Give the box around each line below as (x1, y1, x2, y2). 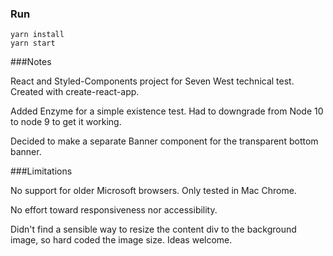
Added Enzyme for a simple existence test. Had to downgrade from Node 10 (10, 105, 324, 117)
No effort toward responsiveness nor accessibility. (10, 204, 218, 216)
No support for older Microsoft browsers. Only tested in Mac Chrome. (10, 185, 297, 197)
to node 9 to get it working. (10, 116, 122, 128)
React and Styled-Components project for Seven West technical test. (10, 75, 295, 87)
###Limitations (10, 165, 73, 177)
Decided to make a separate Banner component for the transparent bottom (10, 135, 319, 147)
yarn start (10, 38, 56, 49)
